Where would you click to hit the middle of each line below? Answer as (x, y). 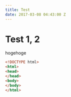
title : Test (17, 10)
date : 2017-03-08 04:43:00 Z (35, 14)
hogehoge (16, 53)
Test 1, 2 (22, 39)
